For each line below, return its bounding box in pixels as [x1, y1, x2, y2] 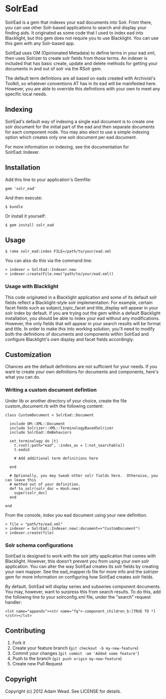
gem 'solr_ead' [5, 186, 37, 191]
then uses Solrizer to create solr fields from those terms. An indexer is [5, 55, 148, 61]
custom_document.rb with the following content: [5, 403, 104, 409]
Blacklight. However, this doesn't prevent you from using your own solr [5, 558, 149, 564]
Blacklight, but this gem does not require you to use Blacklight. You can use [5, 35, 159, 41]
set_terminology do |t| [9, 438, 58, 443]
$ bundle [5, 204, 23, 209]
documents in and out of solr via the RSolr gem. [5, 65, 102, 72]
